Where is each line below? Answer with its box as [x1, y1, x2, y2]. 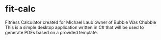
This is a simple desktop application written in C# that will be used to [5, 24, 144, 30]
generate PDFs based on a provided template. [5, 29, 98, 35]
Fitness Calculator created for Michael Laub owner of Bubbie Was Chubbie [5, 19, 156, 25]
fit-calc [5, 3, 36, 14]
